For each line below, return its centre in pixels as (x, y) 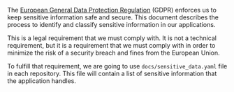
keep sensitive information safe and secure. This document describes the (113, 17)
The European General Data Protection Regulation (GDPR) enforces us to (112, 10)
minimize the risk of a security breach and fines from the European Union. (114, 53)
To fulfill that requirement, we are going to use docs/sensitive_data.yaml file (117, 66)
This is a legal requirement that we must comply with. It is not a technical (112, 38)
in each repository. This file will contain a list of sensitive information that (112, 73)
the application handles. (42, 81)
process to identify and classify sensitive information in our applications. (111, 25)
